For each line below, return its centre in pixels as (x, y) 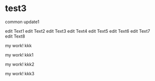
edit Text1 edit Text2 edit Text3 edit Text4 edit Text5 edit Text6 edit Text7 (77, 31)
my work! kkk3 (20, 73)
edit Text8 (15, 36)
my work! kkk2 (20, 64)
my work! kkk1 (19, 55)
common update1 (22, 22)
